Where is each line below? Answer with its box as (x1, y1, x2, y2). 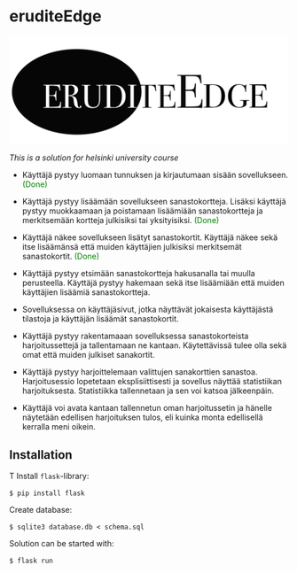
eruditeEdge (9, 6, 102, 27)
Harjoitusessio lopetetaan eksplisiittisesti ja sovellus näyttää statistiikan (21, 376, 282, 387)
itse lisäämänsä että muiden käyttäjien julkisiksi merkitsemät (21, 242, 242, 252)
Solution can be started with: (9, 538, 114, 549)
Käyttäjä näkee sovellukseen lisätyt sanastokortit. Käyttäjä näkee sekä (21, 232, 278, 243)
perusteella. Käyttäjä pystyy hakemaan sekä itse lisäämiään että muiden (21, 277, 285, 289)
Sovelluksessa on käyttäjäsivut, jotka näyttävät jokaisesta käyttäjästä (21, 304, 274, 315)
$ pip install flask (9, 489, 86, 498)
